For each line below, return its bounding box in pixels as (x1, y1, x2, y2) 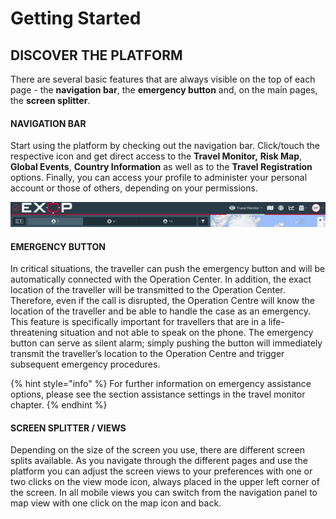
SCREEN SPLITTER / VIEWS (10, 422, 127, 434)
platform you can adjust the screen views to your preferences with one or (10, 465, 313, 477)
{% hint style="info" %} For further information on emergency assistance (10, 378, 312, 390)
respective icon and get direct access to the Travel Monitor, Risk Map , (10, 150, 303, 162)
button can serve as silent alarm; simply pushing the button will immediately (10, 337, 323, 349)
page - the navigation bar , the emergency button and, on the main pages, (10, 84, 318, 96)
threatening (10, 327, 58, 339)
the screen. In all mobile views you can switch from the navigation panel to (10, 487, 318, 499)
